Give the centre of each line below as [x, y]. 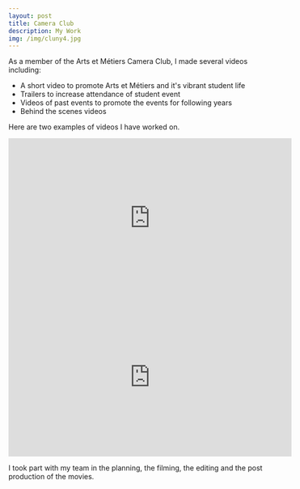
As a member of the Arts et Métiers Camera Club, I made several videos [128, 61]
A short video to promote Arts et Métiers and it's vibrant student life [133, 86]
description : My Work [45, 31]
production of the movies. [51, 477]
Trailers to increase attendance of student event [100, 95]
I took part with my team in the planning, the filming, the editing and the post [135, 468]
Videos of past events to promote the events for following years [126, 103]
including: [25, 70]
